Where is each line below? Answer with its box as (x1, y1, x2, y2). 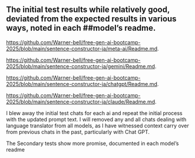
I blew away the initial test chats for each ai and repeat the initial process (6, 109, 183, 117)
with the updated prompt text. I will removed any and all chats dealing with (6, 116, 187, 123)
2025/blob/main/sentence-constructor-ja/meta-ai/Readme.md (6, 45, 158, 52)
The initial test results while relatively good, (6, 5, 170, 15)
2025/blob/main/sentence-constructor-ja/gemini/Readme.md (6, 62, 155, 70)
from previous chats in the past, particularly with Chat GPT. (6, 128, 150, 135)
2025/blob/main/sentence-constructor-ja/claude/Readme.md (6, 98, 155, 105)
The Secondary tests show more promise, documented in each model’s (6, 140, 179, 147)
